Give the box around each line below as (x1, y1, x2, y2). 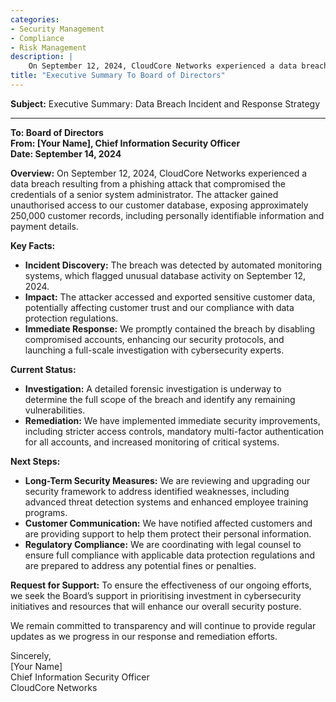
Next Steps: (10, 455, 61, 467)
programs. (24, 506, 68, 518)
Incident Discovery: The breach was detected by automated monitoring (24, 259, 323, 271)
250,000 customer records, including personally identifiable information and (10, 209, 325, 221)
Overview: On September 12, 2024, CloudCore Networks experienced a (10, 167, 308, 179)
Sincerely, (10, 649, 52, 661)
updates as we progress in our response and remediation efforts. (10, 630, 278, 642)
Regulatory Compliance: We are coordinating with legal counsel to (24, 538, 302, 550)
